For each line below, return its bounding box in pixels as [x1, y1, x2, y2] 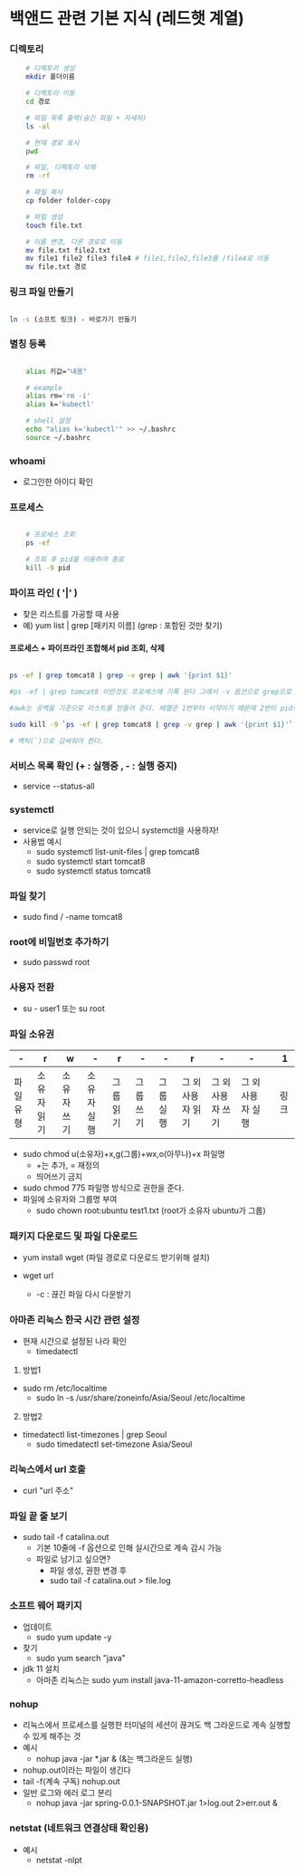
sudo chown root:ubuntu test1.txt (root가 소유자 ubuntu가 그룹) [35, 1205, 267, 1216]
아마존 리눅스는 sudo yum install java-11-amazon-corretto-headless [35, 1675, 284, 1686]
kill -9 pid [25, 563, 71, 573]
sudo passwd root [22, 956, 90, 967]
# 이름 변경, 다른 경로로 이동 [25, 237, 123, 246]
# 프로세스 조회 [25, 531, 75, 540]
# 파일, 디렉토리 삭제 [25, 163, 96, 172]
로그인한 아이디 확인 [22, 476, 93, 487]
